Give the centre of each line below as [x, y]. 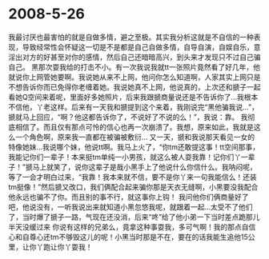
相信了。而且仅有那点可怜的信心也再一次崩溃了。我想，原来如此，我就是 [134, 127]
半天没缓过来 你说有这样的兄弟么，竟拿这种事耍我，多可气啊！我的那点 [125, 227]
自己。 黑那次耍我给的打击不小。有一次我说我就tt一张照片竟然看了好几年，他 [134, 67]
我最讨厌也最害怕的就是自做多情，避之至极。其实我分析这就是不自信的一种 [131, 37]
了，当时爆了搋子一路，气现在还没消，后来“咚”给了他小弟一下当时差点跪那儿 [134, 217]
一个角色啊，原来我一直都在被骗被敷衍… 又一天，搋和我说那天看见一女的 [135, 137]
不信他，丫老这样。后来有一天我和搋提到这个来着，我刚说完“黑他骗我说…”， [133, 107]
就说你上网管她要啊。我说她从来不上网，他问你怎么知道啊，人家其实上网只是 [134, 77]
